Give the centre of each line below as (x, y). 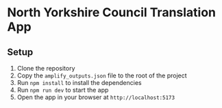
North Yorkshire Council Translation (112, 13)
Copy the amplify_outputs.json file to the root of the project (102, 75)
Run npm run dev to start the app (63, 90)
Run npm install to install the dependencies (79, 83)
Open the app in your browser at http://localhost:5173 (96, 97)
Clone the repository (46, 68)
